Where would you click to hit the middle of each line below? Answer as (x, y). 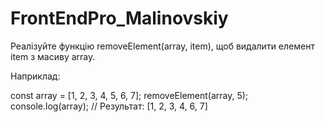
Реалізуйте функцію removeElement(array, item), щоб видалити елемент (162, 46)
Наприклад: (35, 76)
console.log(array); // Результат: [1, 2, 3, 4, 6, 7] (109, 106)
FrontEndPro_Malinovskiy (119, 18)
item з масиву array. (53, 56)
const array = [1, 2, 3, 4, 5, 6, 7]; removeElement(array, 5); (129, 95)
